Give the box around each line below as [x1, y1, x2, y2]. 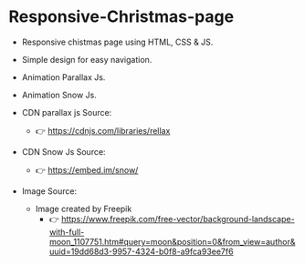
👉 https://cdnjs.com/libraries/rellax [35, 125, 171, 136]
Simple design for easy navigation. [21, 54, 152, 65]
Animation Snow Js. [21, 89, 98, 100]
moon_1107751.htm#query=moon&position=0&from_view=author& [48, 236, 296, 247]
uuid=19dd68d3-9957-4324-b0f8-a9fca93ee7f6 [48, 246, 234, 257]
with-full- [48, 226, 85, 238]
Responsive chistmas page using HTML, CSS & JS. [21, 36, 214, 47]
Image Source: [21, 185, 78, 197]
